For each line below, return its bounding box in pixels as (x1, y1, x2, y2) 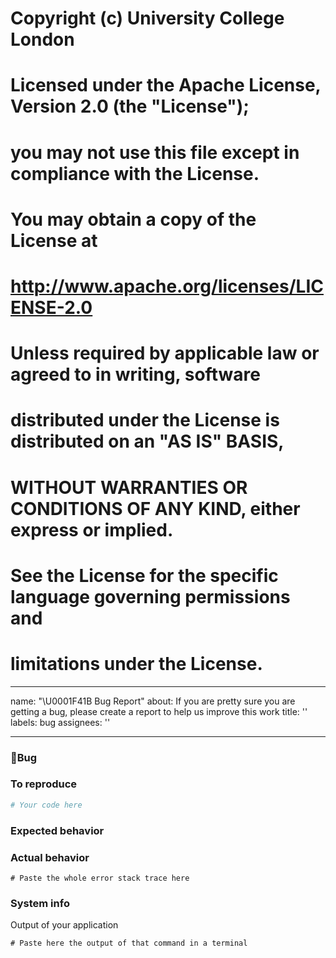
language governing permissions (10, 585, 291, 608)
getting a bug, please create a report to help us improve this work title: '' (10, 705, 308, 717)
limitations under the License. (10, 652, 263, 675)
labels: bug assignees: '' (10, 716, 111, 728)
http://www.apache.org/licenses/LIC (10, 275, 324, 297)
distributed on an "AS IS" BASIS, (10, 430, 285, 453)
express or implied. (10, 518, 174, 541)
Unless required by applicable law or (10, 342, 320, 365)
